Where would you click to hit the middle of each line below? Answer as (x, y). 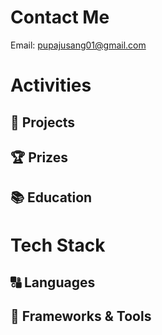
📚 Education (51, 197)
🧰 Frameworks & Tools (81, 316)
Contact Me (60, 17)
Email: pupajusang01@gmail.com (78, 45)
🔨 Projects (43, 122)
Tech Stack (58, 245)
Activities (51, 85)
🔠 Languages (53, 282)
